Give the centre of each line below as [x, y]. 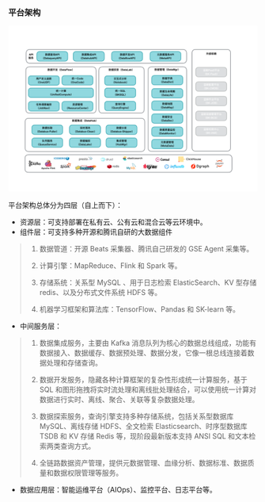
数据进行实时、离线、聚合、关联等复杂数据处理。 [119, 399]
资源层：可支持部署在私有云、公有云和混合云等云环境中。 [113, 222]
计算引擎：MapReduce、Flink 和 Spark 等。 [110, 266]
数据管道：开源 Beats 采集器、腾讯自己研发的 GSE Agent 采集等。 [146, 249]
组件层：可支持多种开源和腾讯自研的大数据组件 [96, 232]
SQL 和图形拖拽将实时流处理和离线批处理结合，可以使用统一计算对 [148, 389]
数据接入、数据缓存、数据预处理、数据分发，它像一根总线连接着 [143, 353]
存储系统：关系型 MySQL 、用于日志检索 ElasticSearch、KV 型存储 [148, 282]
